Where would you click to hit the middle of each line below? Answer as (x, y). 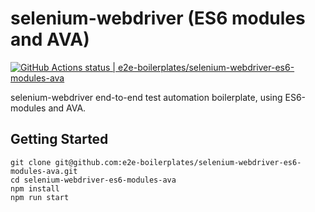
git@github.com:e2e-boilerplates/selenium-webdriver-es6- (178, 162)
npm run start (40, 197)
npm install (35, 188)
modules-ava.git (44, 171)
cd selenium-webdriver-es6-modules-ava (93, 180)
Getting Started (59, 139)
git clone (31, 162)
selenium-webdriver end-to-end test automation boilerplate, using (146, 97)
